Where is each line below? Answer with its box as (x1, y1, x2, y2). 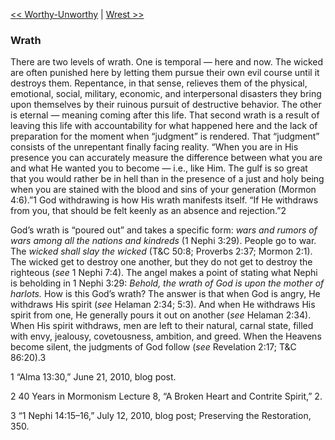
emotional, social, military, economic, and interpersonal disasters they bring (10, 88, 322, 100)
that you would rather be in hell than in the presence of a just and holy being (10, 173, 325, 185)
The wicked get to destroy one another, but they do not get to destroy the (10, 256, 313, 268)
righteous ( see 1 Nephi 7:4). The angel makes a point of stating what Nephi (10, 267, 318, 279)
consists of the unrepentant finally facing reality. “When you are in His (10, 141, 299, 153)
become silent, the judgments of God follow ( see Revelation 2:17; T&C (10, 341, 297, 353)
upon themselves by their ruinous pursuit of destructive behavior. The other (10, 99, 322, 111)
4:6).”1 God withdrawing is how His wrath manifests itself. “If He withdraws (10, 194, 319, 206)
